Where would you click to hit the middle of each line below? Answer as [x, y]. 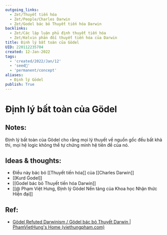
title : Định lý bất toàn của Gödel [42, 43]
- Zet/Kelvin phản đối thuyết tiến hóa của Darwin [63, 38]
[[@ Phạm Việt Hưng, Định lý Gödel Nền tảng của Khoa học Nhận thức [85, 189]
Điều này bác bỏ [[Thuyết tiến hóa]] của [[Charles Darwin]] [73, 173]
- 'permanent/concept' [33, 71]
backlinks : [16, 29]
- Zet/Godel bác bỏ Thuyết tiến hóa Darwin [55, 24]
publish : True [20, 84]
